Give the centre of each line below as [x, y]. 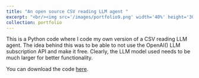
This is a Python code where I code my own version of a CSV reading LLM [97, 39]
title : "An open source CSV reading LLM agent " [67, 11]
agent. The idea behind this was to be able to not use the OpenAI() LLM [93, 45]
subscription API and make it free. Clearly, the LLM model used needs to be [98, 52]
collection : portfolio [34, 22]
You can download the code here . [47, 69]
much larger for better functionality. [49, 58]
